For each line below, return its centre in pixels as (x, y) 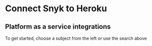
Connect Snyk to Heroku (56, 9)
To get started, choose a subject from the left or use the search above (76, 38)
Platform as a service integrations (58, 27)
